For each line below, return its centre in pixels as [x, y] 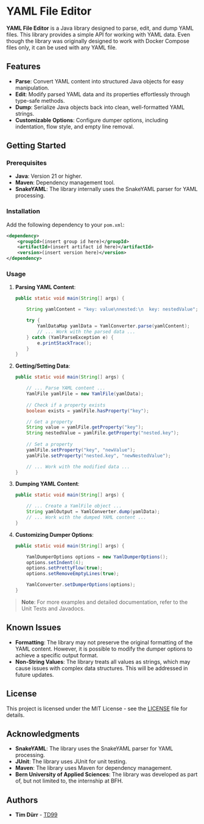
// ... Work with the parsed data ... [86, 332]
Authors [22, 800]
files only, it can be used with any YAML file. [62, 47]
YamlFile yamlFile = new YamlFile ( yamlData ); [85, 394]
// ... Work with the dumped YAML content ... [86, 518]
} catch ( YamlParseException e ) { [70, 337]
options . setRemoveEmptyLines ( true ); [73, 574]
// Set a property [50, 445]
